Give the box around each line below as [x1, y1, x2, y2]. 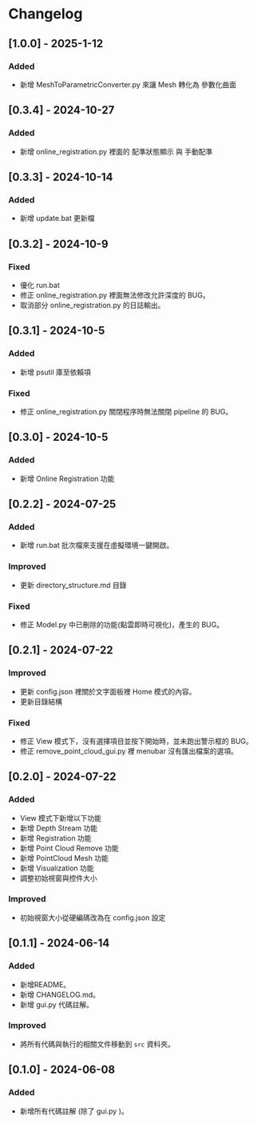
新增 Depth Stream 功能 [19, 823, 98, 833]
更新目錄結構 [19, 697, 62, 706]
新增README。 [19, 979, 71, 989]
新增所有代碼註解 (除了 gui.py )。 [19, 1106, 129, 1116]
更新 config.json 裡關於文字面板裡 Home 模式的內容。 [19, 686, 197, 696]
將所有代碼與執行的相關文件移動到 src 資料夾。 [19, 1039, 176, 1049]
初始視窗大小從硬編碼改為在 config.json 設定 [19, 913, 166, 922]
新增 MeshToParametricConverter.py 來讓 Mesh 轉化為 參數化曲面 [19, 79, 237, 89]
